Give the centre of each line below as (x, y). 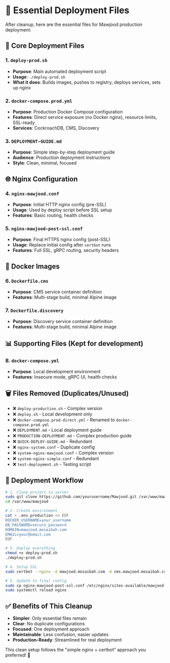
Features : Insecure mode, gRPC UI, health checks (65, 377)
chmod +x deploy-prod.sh (31, 553)
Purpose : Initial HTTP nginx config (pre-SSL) (59, 204)
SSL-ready (24, 122)
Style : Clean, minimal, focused (45, 163)
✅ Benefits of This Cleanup (49, 606)
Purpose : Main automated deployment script (59, 71)
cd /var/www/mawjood (27, 502)
